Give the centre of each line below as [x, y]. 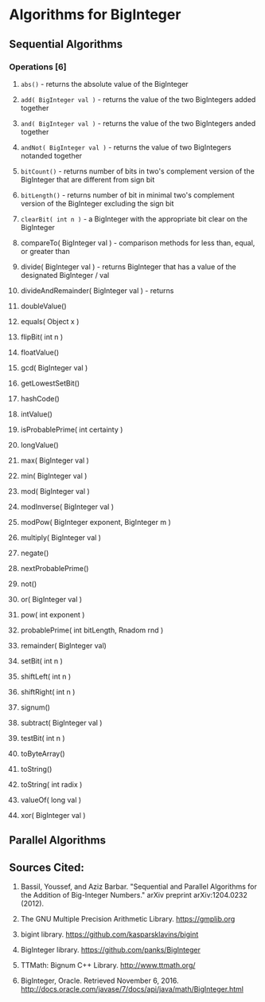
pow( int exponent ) [53, 614]
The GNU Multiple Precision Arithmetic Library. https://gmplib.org [128, 919]
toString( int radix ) [51, 784]
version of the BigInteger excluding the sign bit [97, 203]
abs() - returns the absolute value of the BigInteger [105, 84]
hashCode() [40, 398]
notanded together [51, 155]
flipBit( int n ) [42, 337]
